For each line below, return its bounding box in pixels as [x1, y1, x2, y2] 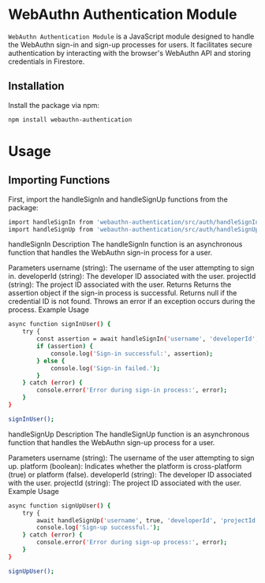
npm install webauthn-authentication [8, 116, 132, 124]
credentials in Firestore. [8, 57, 85, 66]
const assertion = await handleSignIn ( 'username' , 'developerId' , [36, 335, 259, 343]
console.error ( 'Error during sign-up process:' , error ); [36, 538, 227, 547]
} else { [36, 357, 65, 365]
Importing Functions [8, 173, 110, 187]
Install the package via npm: [8, 100, 100, 110]
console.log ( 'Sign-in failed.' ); [50, 364, 160, 372]
